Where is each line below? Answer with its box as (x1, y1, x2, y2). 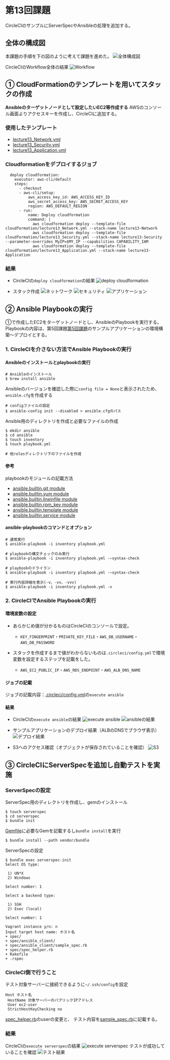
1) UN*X (7, 871, 24, 876)
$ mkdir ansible (5, 428, 40, 434)
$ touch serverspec (5, 809, 47, 815)
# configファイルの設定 (5, 403, 50, 409)
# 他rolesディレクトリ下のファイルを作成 (5, 451, 82, 457)
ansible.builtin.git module (12, 485, 65, 491)
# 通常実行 (5, 537, 25, 542)
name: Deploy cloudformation (27, 213, 90, 218)
